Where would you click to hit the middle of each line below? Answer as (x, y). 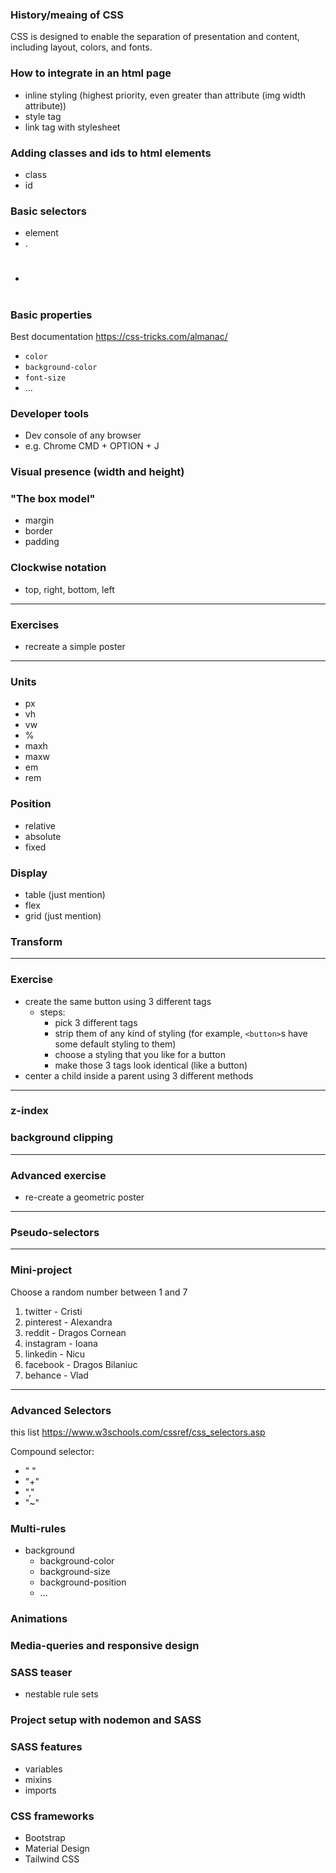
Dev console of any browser (83, 435)
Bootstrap (45, 1837)
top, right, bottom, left (69, 589)
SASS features (46, 1747)
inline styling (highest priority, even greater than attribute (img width (165, 95)
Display (29, 873)
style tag (43, 116)
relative (40, 825)
